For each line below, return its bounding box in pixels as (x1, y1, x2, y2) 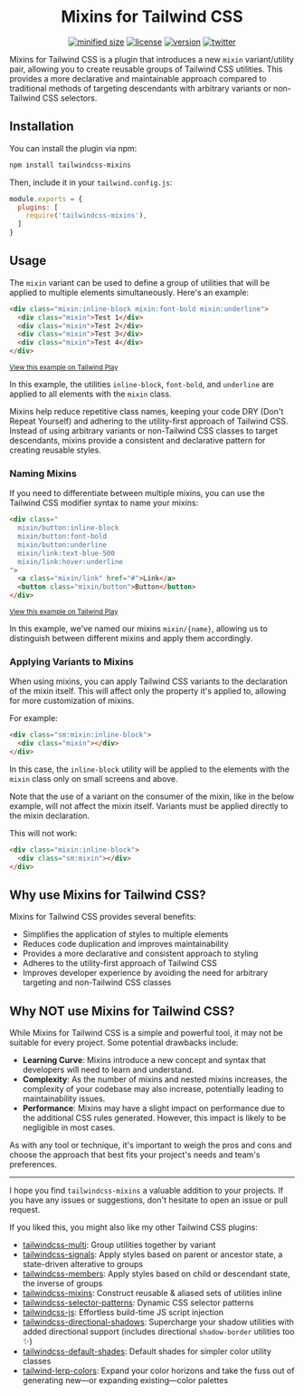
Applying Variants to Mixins (9, 656, 134, 668)
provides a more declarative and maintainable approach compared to (9, 73, 267, 83)
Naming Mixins (9, 467, 77, 480)
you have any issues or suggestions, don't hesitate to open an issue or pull (9, 1195, 288, 1205)
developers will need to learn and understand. (22, 1064, 195, 1076)
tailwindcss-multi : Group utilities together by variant (22, 1240, 216, 1251)
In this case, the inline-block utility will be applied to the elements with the (9, 764, 290, 775)
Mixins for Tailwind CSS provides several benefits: (9, 912, 196, 922)
